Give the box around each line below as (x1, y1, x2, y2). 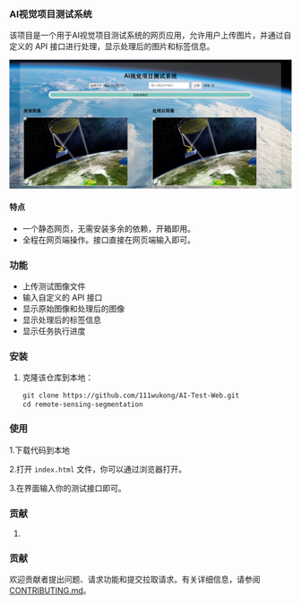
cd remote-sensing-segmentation (21, 400, 143, 409)
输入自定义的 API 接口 (21, 293, 103, 303)
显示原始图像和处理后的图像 (21, 303, 125, 314)
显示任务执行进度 (21, 326, 86, 336)
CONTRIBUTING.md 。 (9, 585, 91, 596)
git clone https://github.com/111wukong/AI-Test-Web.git (21, 391, 240, 400)
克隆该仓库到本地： (21, 372, 94, 383)
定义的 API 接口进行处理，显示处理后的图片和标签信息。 (9, 41, 215, 52)
